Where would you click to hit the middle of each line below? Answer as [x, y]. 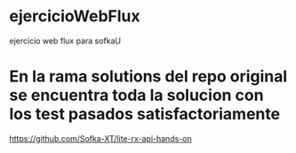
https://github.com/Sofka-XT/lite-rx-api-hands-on [101, 138]
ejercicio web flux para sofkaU [65, 41]
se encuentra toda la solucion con [136, 96]
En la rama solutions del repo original [148, 76]
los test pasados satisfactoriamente [145, 115]
